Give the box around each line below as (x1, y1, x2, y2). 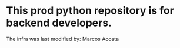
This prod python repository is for (6, 4, 175, 17)
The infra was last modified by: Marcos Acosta (6, 35, 119, 42)
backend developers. (6, 16, 112, 29)
